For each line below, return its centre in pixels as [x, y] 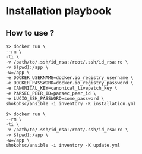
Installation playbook [59, 11]
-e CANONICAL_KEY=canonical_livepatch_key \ [61, 88]
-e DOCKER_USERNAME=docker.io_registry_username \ [70, 78]
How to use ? [30, 33]
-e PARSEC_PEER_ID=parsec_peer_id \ [51, 93]
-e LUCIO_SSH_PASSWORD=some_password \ [55, 99]
